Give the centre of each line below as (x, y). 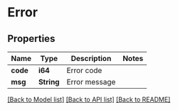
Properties (31, 39)
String (49, 82)
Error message (91, 82)
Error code (84, 70)
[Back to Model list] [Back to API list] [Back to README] (89, 99)
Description (91, 59)
